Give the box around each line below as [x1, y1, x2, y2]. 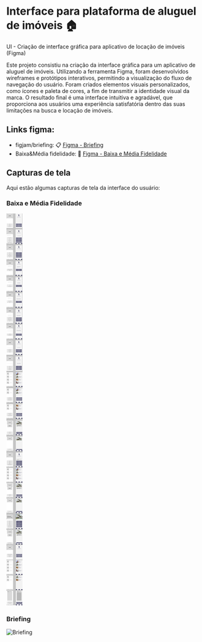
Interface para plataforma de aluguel [6, 4, 197, 18]
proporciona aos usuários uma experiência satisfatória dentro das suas [6, 100, 185, 108]
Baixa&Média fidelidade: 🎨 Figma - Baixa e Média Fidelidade [15, 150, 167, 157]
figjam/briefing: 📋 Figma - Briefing [15, 141, 104, 148]
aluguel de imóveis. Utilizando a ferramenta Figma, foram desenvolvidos [6, 67, 189, 75]
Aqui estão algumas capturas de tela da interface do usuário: [6, 184, 160, 191]
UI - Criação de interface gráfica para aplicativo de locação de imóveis [6, 43, 185, 50]
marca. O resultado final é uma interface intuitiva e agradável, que [6, 94, 173, 101]
